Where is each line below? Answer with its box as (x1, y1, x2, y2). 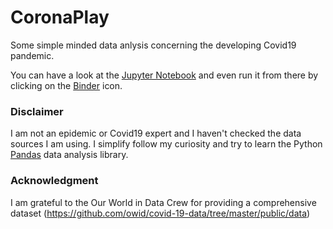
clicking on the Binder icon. (10, 79, 123, 91)
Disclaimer (10, 104, 64, 118)
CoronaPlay (10, 6, 110, 29)
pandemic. (10, 49, 55, 61)
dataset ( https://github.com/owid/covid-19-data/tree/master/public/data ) (10, 207, 311, 219)
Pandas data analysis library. (10, 149, 129, 161)
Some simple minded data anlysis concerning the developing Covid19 (10, 39, 297, 51)
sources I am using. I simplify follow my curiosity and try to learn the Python (10, 138, 323, 150)
